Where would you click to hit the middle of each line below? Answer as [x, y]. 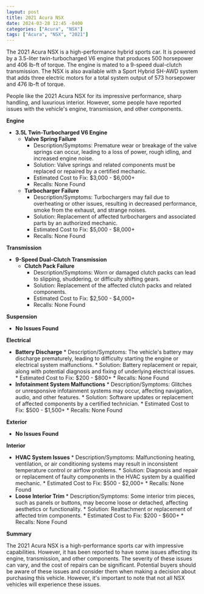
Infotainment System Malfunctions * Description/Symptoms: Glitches [103, 385]
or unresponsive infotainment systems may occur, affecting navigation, [104, 391]
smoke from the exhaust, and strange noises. [90, 210]
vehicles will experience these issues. [54, 584]
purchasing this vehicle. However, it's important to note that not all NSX [96, 578]
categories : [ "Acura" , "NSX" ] [45, 29]
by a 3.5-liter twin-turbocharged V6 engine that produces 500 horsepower [100, 58]
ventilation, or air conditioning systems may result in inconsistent [97, 464]
